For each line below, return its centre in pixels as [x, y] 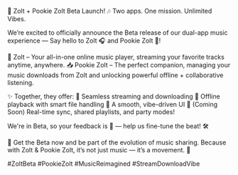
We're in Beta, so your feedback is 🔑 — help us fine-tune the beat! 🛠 [108, 126]
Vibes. [17, 19]
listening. [21, 83]
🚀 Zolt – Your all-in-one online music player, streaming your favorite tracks [116, 57]
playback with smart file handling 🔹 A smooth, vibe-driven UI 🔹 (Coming [113, 104]
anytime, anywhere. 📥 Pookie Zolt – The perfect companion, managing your [119, 65]
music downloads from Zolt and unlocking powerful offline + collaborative [115, 75]
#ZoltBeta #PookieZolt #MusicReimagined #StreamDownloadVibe [104, 164]
